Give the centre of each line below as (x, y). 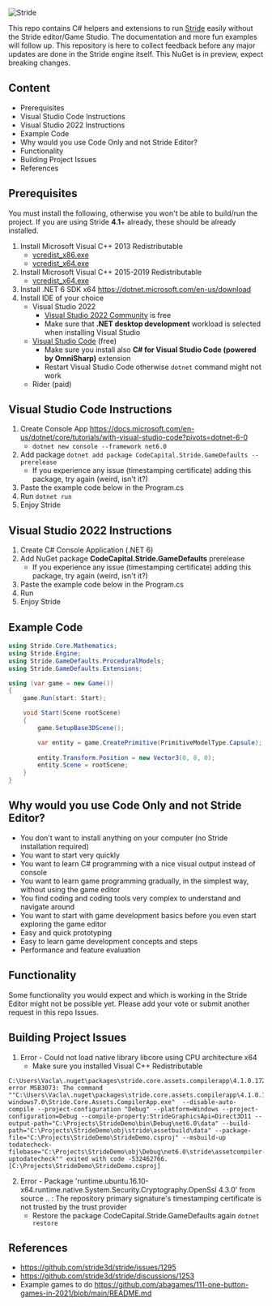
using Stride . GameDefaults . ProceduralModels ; (86, 661)
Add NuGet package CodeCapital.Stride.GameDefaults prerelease (132, 559)
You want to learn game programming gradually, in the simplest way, (134, 881)
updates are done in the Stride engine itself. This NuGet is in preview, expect (136, 54)
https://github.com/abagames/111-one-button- (172, 1285)
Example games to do (56, 1285)
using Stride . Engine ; (45, 653)
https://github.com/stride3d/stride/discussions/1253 (107, 1276)
